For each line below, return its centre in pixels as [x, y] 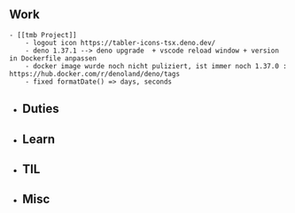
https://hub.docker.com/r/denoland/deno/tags [94, 74]
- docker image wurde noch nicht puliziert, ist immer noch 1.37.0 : [156, 66]
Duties [40, 109]
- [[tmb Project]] [43, 35]
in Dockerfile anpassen [53, 58]
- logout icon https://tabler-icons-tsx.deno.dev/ [120, 43]
